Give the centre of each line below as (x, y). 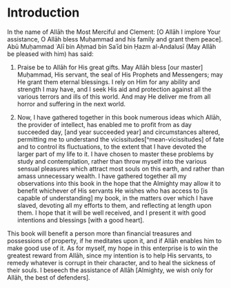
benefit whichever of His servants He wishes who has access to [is (112, 191)
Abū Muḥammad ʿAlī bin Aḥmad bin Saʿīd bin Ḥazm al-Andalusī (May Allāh (112, 46)
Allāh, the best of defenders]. (49, 277)
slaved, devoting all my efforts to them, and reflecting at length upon (114, 205)
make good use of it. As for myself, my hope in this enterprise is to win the (113, 248)
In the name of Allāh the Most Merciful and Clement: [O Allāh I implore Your (114, 32)
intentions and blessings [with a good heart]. (81, 220)
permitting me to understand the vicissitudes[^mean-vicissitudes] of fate (120, 139)
